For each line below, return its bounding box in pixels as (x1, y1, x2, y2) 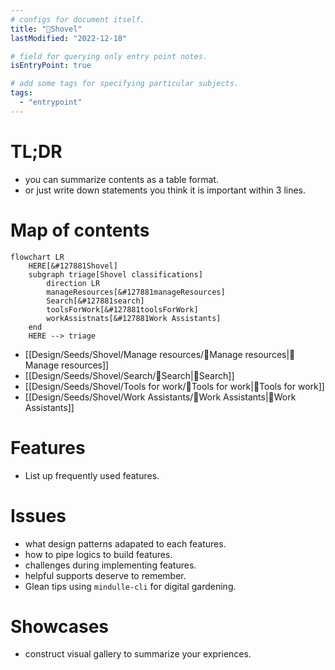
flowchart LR (10, 252, 65, 262)
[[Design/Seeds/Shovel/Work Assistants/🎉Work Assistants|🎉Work (24, 391, 297, 403)
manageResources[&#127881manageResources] (46, 287, 226, 297)
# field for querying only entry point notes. (10, 51, 208, 61)
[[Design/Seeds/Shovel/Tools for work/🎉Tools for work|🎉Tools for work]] (24, 380, 325, 392)
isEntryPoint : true (10, 61, 92, 71)
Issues (10, 504, 67, 527)
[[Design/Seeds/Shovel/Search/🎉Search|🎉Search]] (24, 369, 235, 381)
